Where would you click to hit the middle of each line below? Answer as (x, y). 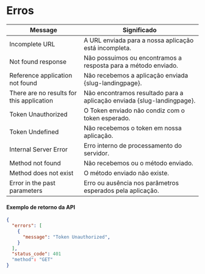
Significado (140, 30)
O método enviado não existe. (126, 173)
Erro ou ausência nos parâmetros (131, 182)
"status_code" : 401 (37, 254)
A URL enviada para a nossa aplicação (138, 40)
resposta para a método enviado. (131, 65)
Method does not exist (41, 173)
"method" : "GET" (32, 260)
